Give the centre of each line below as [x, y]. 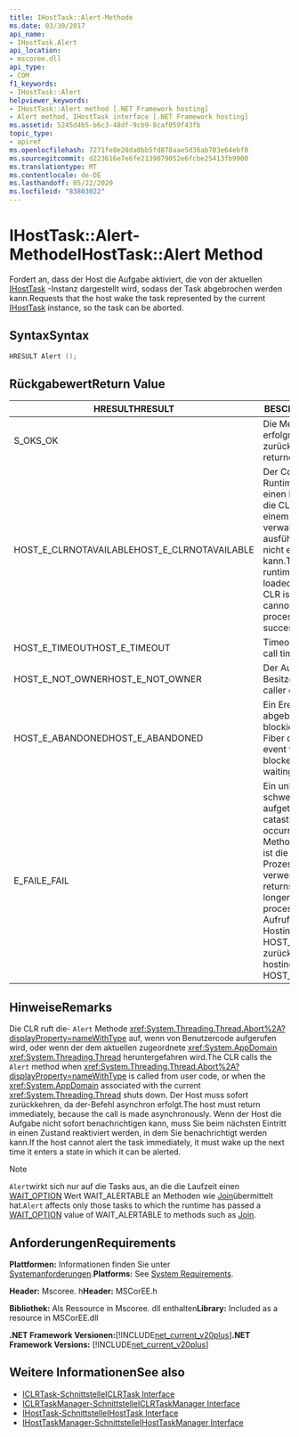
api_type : [28, 68]
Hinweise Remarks [61, 1007]
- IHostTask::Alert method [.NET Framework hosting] [109, 109]
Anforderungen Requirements [93, 1243]
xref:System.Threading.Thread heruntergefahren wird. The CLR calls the [141, 1057]
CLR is [276, 595]
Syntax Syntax [49, 336]
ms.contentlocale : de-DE [55, 175]
